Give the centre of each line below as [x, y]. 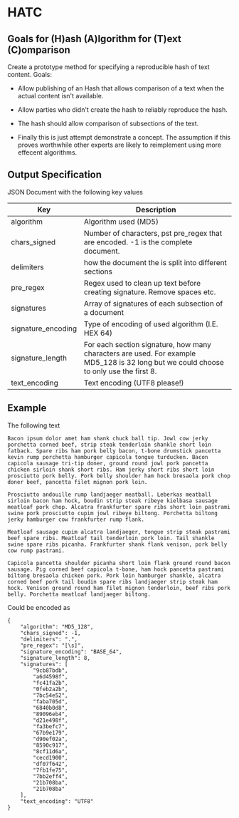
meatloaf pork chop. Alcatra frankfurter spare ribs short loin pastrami [119, 507]
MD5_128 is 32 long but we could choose [154, 362]
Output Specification [54, 175]
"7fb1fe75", [51, 770]
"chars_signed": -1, [51, 633]
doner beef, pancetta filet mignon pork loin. [78, 482]
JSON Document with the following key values [75, 192]
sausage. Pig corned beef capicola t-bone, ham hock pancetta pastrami [116, 569]
